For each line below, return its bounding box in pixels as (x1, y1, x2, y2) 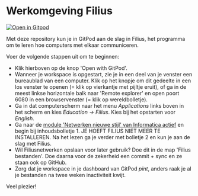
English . (14, 114, 34, 122)
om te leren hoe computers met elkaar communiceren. (6, 41, 139, 49)
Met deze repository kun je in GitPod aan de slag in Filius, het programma (6, 35, 186, 42)
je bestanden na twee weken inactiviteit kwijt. (14, 171, 126, 178)
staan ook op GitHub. (14, 159, 67, 166)
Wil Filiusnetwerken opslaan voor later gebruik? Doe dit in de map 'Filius (14, 146, 191, 153)
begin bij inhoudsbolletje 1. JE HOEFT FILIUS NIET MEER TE (14, 127, 161, 134)
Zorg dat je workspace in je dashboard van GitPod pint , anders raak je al (14, 165, 191, 172)
